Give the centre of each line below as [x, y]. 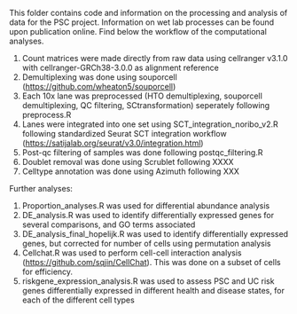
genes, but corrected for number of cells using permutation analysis [147, 243]
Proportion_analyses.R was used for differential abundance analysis [146, 206]
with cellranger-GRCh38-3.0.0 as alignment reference [120, 67]
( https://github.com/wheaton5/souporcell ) [99, 86]
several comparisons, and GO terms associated [109, 224]
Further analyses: [41, 188]
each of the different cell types [78, 300]
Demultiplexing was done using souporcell [99, 77]
